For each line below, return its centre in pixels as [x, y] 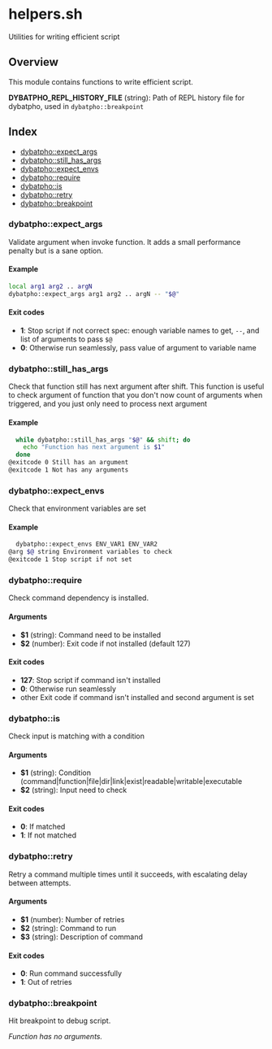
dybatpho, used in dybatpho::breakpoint [76, 106]
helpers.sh [45, 14]
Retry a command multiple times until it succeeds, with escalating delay [128, 874]
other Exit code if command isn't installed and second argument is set [137, 697]
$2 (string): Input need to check [73, 790]
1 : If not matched [48, 835]
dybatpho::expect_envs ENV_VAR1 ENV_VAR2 [87, 544]
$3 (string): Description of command [82, 937]
